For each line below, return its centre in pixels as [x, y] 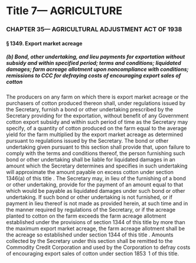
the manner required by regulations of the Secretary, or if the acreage [91, 209]
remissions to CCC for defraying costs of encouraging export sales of [94, 75]
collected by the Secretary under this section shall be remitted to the [89, 241]
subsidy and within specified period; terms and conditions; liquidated [94, 63]
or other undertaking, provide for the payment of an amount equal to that [95, 185]
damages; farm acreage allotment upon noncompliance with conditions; [97, 70]
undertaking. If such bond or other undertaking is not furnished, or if [89, 197]
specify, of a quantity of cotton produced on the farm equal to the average [97, 128]
